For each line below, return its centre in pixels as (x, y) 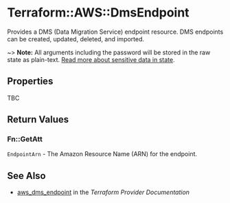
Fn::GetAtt (25, 139)
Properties (30, 82)
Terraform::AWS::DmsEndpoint (99, 13)
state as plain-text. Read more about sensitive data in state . (91, 59)
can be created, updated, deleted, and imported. (76, 39)
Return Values (38, 119)
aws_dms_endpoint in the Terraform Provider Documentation (103, 192)
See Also (26, 176)
